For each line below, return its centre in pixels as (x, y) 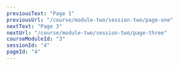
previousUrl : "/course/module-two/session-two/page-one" (90, 20)
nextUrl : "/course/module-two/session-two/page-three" (87, 33)
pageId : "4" (23, 52)
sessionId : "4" (28, 45)
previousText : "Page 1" (41, 13)
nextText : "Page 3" (34, 26)
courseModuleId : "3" (36, 39)
